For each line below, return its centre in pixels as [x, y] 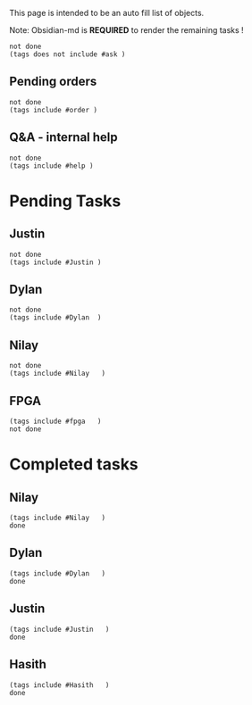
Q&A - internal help [63, 137]
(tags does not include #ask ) [67, 54]
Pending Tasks [65, 201]
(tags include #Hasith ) [59, 685]
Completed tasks [74, 464]
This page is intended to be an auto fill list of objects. [107, 13]
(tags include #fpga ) [55, 422]
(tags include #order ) [54, 110]
